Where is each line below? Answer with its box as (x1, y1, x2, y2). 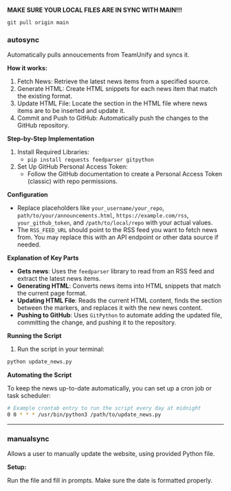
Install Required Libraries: (16, 148, 89, 156)
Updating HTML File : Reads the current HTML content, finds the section (16, 296, 222, 305)
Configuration (7, 191, 48, 199)
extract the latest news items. (16, 275, 101, 283)
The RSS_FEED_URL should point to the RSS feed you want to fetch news (16, 226, 218, 234)
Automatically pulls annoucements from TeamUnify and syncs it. (7, 51, 190, 59)
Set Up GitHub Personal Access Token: (16, 163, 129, 171)
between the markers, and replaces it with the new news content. (16, 304, 203, 312)
